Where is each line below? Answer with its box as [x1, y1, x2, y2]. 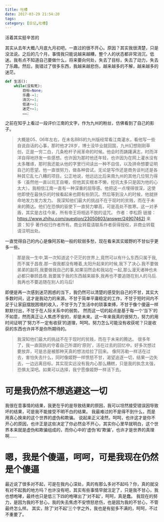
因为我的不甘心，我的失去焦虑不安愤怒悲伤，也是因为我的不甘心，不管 [18, 500, 159, 505]
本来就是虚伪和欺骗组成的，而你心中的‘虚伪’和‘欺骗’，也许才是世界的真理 [9, 427, 155, 433]
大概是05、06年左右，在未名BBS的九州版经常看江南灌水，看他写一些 [17, 137, 156, 143]
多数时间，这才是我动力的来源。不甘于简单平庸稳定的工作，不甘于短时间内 [5, 296, 154, 301]
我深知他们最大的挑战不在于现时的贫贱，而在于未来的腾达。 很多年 [17, 336, 151, 342]
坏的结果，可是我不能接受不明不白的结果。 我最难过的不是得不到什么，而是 [5, 409, 156, 414]
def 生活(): [5, 79, 28, 84]
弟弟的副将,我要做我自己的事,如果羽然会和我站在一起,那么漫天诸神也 [17, 267, 153, 273]
